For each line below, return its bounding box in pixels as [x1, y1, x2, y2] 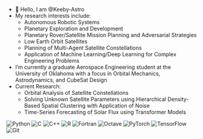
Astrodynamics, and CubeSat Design [15, 76, 107, 83]
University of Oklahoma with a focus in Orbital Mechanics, [15, 70, 161, 77]
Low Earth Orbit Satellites [24, 38, 88, 45]
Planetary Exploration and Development [24, 25, 124, 32]
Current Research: [15, 83, 61, 90]
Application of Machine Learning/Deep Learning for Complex [24, 51, 177, 57]
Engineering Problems [24, 57, 80, 64]
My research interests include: [15, 12, 92, 19]
